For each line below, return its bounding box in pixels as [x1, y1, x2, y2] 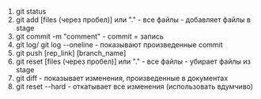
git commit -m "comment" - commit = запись [15, 31, 164, 41]
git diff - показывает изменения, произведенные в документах [15, 74, 229, 82]
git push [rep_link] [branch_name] [15, 49, 127, 57]
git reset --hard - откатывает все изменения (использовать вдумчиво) [15, 82, 254, 91]
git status [15, 7, 47, 16]
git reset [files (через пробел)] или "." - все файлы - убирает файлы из [15, 57, 252, 66]
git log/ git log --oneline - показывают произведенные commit [15, 40, 223, 49]
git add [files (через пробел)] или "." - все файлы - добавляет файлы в [15, 15, 252, 24]
